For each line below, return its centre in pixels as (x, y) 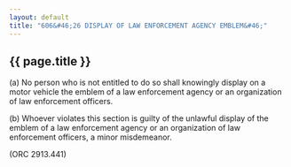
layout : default (39, 17)
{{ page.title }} (50, 61)
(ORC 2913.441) (38, 155)
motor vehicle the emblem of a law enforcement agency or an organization (145, 92)
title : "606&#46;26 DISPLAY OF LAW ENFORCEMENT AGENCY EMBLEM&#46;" (138, 26)
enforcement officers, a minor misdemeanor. (91, 137)
